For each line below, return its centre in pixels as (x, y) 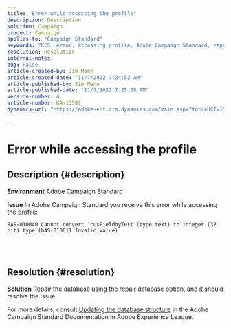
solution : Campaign (35, 26)
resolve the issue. (32, 296)
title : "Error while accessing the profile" (72, 13)
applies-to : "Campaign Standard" (55, 39)
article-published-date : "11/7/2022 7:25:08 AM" (78, 90)
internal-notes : (30, 58)
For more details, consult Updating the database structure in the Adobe (108, 309)
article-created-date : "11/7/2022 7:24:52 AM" (75, 77)
